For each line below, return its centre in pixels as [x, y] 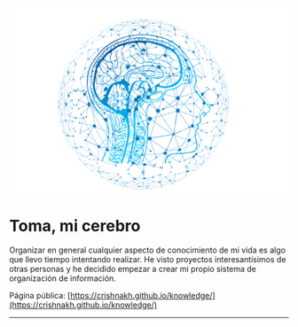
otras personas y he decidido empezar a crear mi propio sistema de [133, 269]
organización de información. [63, 278]
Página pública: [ [40, 296]
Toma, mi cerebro [75, 226]
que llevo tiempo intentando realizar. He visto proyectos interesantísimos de [148, 260]
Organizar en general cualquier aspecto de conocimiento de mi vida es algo [148, 250]
